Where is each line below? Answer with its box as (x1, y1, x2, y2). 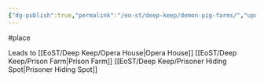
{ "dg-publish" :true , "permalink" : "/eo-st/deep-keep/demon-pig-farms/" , (8, 11, 244, 20)
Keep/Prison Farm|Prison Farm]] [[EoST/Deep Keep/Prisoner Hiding (8, 56, 227, 66)
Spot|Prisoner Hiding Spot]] (8, 64, 98, 74)
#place (8, 33, 31, 42)
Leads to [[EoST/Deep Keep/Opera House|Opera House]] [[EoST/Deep (8, 48, 237, 57)
